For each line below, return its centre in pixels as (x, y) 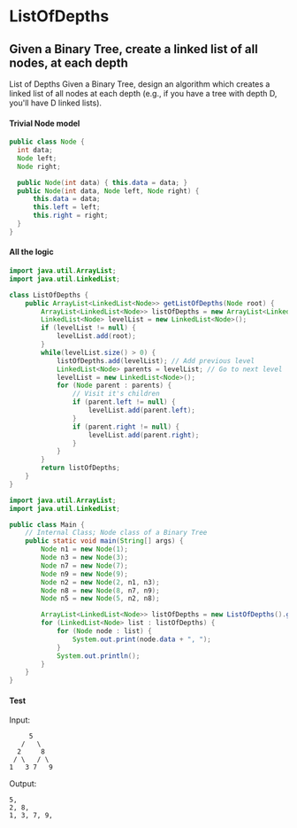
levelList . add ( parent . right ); (144, 435)
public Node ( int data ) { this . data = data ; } (103, 182)
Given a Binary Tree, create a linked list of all (133, 49)
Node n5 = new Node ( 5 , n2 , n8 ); (101, 599)
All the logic (32, 252)
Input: (20, 720)
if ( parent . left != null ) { (124, 402)
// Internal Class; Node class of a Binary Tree (116, 533)
